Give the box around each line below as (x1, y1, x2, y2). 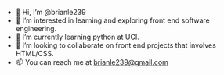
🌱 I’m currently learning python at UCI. (15, 32, 139, 41)
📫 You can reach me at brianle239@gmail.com (15, 58, 168, 66)
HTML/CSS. (15, 49, 55, 58)
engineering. (15, 24, 57, 33)
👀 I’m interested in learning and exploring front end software (15, 16, 210, 25)
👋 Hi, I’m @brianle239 (15, 8, 86, 16)
